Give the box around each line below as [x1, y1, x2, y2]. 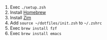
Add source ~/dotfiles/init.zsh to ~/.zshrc [9, 20, 102, 26]
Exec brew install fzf [9, 25, 57, 31]
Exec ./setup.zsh [9, 4, 46, 10]
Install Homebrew [9, 9, 46, 15]
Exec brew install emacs [9, 31, 62, 36]
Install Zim [9, 15, 31, 20]
